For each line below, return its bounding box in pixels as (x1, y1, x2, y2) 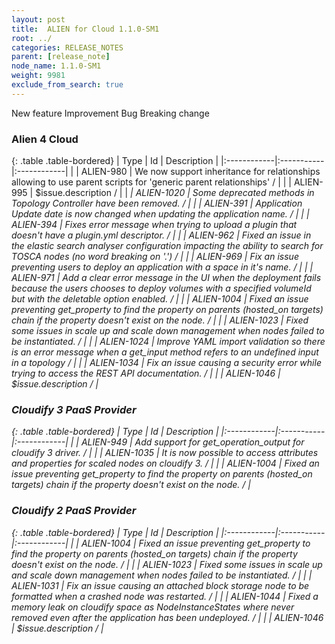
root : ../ (11, 33, 53, 43)
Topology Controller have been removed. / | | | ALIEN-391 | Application (11, 197, 303, 210)
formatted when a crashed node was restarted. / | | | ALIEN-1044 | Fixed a (11, 590, 319, 602)
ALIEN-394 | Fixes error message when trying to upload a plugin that (11, 219, 298, 231)
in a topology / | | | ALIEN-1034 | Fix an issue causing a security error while (11, 357, 322, 369)
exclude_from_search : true (11, 80, 124, 90)
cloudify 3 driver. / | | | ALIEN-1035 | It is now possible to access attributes (11, 447, 319, 459)
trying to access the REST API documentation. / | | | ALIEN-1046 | (11, 367, 281, 380)
